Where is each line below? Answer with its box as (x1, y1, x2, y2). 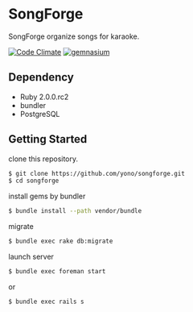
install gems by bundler (8, 191, 86, 202)
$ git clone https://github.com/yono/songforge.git (8, 169, 185, 177)
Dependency (8, 70, 74, 85)
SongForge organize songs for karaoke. (8, 31, 140, 41)
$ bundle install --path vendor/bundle (8, 207, 142, 215)
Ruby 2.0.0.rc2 (19, 92, 69, 102)
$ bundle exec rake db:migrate (8, 237, 113, 246)
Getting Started (8, 132, 88, 146)
